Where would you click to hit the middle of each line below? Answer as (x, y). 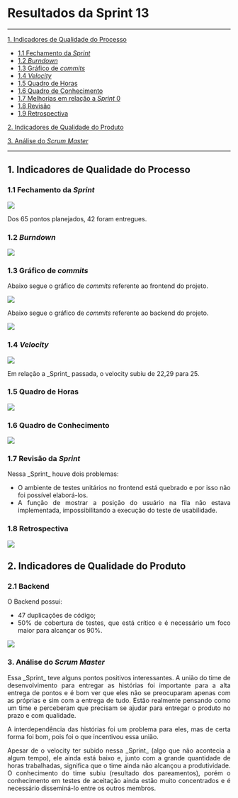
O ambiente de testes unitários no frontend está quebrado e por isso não (124, 488)
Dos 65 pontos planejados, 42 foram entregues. (77, 218)
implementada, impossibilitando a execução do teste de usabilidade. (117, 510)
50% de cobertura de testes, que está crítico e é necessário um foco (124, 623)
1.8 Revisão (34, 106)
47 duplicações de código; (57, 616)
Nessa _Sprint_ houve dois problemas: (63, 474)
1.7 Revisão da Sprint (44, 459)
